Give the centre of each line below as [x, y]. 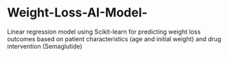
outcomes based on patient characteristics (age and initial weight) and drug [114, 38]
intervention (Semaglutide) [45, 46]
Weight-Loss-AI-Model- [77, 13]
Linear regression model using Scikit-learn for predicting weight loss [104, 32]
